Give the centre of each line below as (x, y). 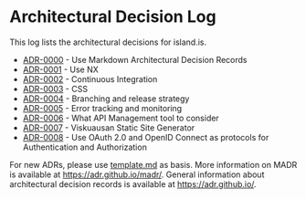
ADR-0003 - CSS (55, 89)
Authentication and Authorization (85, 147)
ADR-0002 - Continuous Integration (90, 79)
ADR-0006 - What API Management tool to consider (121, 118)
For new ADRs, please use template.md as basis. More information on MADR (153, 164)
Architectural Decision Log (113, 17)
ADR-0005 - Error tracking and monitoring (102, 108)
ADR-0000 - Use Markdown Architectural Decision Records (135, 59)
